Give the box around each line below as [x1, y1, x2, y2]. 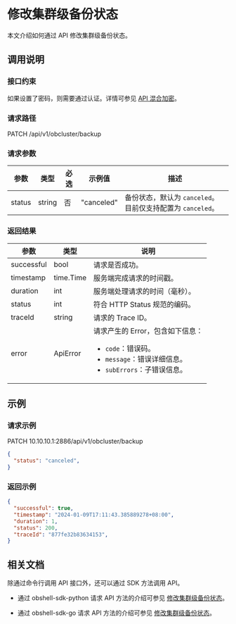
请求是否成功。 [93, 260, 143, 270]
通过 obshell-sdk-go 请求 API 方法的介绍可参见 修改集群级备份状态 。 [17, 609, 216, 617]
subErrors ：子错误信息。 [105, 364, 188, 374]
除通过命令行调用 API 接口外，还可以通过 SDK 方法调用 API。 [7, 579, 184, 587]
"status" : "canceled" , [13, 457, 80, 465]
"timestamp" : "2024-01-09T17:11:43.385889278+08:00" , [13, 511, 174, 518]
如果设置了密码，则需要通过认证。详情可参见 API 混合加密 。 [7, 94, 181, 102]
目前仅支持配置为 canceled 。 [124, 204, 219, 213]
